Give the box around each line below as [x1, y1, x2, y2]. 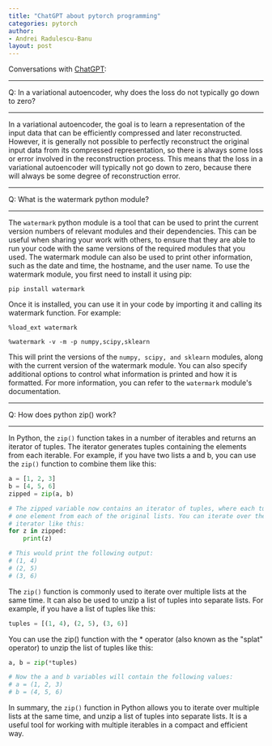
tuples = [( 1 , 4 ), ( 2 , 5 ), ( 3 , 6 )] [8, 620, 129, 628]
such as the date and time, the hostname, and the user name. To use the [8, 261, 250, 271]
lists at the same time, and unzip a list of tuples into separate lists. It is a [8, 711, 248, 721]
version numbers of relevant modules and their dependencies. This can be [8, 226, 257, 236]
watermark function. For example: [8, 308, 121, 318]
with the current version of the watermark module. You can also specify [8, 361, 248, 371]
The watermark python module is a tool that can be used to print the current [8, 218, 259, 228]
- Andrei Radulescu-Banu [8, 34, 92, 43]
